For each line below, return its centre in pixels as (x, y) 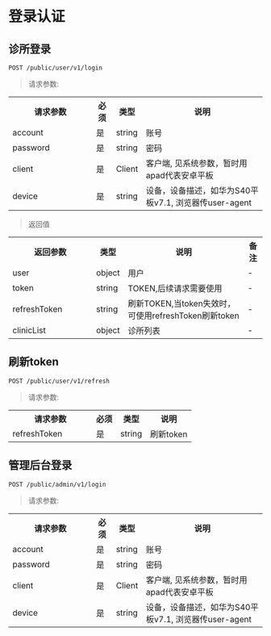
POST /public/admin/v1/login (57, 484)
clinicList (29, 330)
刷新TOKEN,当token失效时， (181, 303)
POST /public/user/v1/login (56, 68)
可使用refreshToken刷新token (183, 316)
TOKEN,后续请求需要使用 (175, 289)
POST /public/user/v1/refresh (59, 381)
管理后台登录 (40, 465)
